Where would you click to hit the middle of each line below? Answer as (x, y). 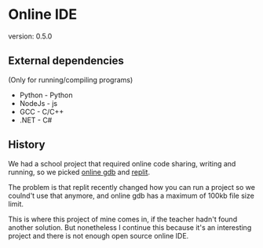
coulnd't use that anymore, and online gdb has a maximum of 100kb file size (131, 195)
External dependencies (66, 61)
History (27, 145)
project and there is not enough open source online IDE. (99, 235)
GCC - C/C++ (42, 111)
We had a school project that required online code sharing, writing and (122, 163)
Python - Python (46, 95)
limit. (16, 204)
